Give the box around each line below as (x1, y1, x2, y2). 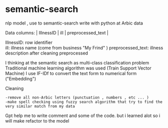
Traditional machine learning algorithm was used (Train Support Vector (5, 65, 152, 71)
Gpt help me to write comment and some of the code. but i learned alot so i (5, 112, 160, 118)
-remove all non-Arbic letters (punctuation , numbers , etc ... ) (5, 95, 149, 100)
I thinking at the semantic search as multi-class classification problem (5, 59, 149, 65)
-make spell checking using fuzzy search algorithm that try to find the (5, 99, 163, 104)
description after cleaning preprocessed (5, 50, 88, 56)
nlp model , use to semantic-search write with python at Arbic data (5, 20, 143, 26)
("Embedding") (5, 75, 37, 81)
